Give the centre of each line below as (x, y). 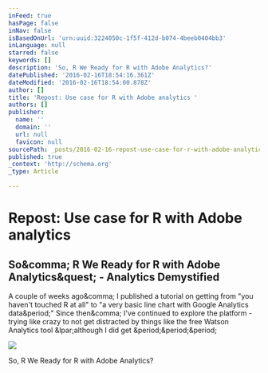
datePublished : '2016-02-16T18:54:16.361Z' (82, 75)
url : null (32, 134)
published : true (35, 157)
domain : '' (33, 127)
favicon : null (39, 142)
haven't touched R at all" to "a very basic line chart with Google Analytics (128, 305)
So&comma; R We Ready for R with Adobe (114, 264)
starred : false (33, 53)
